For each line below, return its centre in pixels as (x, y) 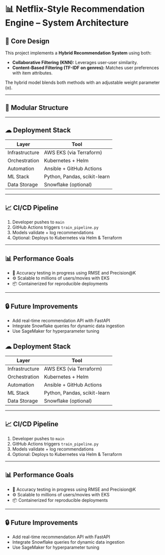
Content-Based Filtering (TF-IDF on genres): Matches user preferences (85, 68)
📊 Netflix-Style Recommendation (75, 9)
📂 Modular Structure (37, 108)
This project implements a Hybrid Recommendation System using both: (78, 53)
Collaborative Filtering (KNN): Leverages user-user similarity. (75, 62)
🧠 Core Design (27, 41)
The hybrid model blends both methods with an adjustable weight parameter (82, 82)
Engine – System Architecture (67, 23)
